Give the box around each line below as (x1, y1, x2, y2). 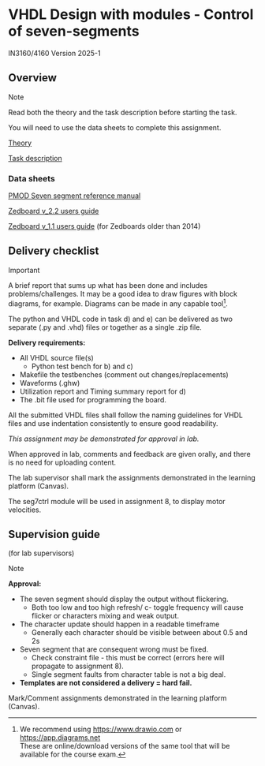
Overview (8, 71, 58, 84)
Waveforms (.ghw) (19, 378, 80, 387)
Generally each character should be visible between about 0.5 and (31, 628, 248, 637)
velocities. (8, 505, 42, 514)
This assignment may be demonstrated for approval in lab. (8, 434, 200, 443)
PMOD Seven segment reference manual (8, 191, 141, 200)
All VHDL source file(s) (19, 353, 95, 362)
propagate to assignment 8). (31, 661, 124, 671)
